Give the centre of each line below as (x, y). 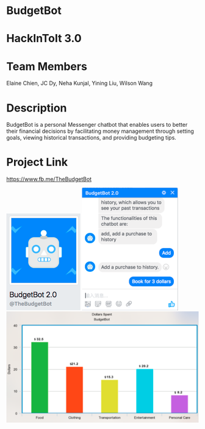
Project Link (37, 162)
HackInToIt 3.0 (44, 39)
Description (37, 108)
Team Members (47, 66)
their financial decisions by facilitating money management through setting (100, 131)
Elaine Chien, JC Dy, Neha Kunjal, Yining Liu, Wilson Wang (79, 83)
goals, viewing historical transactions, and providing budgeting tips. (92, 138)
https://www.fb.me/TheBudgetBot (49, 179)
